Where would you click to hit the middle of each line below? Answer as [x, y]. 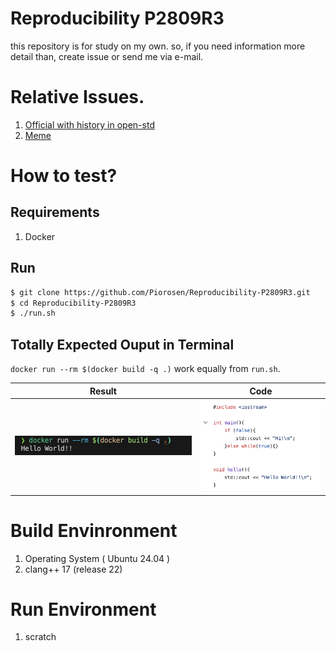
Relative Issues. [77, 97]
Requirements [55, 212]
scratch [40, 637]
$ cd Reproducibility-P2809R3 [73, 303]
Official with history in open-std [89, 124]
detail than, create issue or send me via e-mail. [107, 56]
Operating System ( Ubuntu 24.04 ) [97, 558]
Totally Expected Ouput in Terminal [122, 344]
